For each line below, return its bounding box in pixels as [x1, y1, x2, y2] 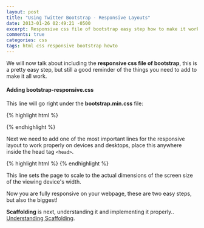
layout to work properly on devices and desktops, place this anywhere [6, 142, 182, 149]
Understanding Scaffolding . [6, 215, 75, 222]
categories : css [6, 37, 47, 43]
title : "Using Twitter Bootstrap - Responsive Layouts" [6, 15, 151, 21]
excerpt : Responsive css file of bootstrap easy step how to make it [6, 26, 186, 32]
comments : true [6, 32, 45, 38]
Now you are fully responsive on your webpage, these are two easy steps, [6, 190, 192, 198]
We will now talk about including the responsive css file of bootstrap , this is [6, 59, 197, 67]
